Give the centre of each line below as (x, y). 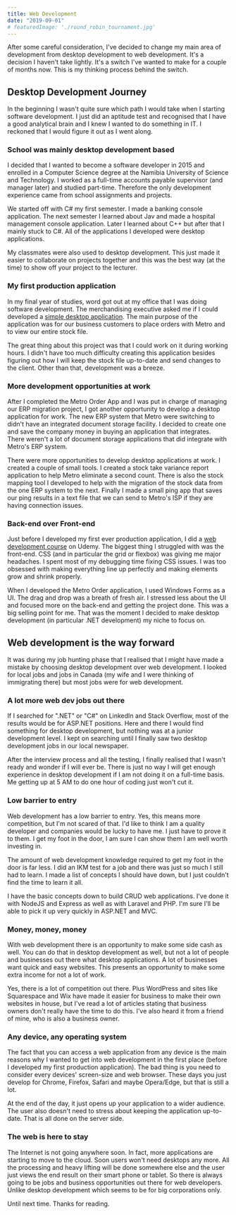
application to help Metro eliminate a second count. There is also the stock (116, 475)
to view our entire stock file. (48, 331)
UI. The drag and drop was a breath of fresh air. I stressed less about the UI (117, 598)
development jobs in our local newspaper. (68, 746)
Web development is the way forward (91, 643)
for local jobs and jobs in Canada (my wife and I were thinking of (101, 675)
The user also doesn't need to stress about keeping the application (105, 1111)
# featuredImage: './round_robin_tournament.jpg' (82, 27)
